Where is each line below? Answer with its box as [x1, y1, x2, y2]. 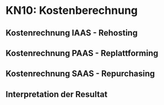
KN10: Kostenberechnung [5, 4, 138, 17]
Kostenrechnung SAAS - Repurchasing [5, 69, 155, 79]
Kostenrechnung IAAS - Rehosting [5, 28, 138, 38]
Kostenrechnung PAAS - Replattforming [5, 48, 159, 58]
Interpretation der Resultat [5, 89, 108, 100]
